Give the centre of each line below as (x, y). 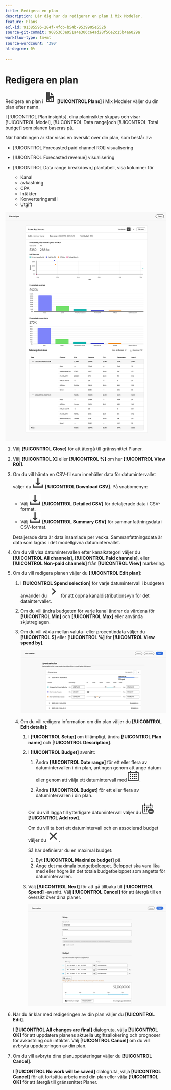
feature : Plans (21, 22)
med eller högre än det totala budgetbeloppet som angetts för (101, 871)
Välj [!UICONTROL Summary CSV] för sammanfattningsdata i (91, 522)
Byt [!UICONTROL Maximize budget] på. (79, 860)
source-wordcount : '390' (32, 44)
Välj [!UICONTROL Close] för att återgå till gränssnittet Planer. (78, 449)
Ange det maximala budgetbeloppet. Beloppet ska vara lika (97, 866)
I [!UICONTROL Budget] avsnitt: (62, 752)
